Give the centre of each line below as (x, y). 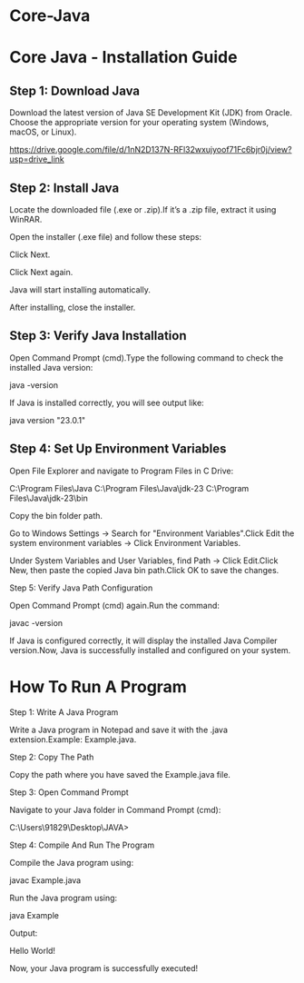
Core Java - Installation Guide (123, 58)
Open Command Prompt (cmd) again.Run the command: (115, 605)
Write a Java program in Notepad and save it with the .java (119, 730)
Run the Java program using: (64, 898)
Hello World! (33, 950)
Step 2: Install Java (64, 188)
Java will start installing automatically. (80, 290)
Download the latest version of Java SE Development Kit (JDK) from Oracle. (151, 113)
